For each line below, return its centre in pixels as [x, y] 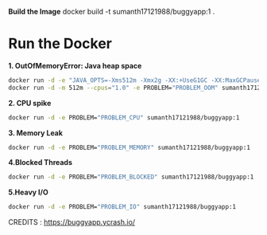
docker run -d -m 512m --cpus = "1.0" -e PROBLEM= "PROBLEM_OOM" [113, 88]
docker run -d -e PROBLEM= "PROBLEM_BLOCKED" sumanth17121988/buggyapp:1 [131, 177]
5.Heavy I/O [29, 192]
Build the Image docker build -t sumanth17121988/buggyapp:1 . [112, 12]
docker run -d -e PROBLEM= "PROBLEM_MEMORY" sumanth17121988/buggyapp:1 [129, 147]
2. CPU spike [30, 103]
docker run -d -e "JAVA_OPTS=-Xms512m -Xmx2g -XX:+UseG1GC [108, 80]
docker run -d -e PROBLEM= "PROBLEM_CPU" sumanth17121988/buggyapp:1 [124, 117]
